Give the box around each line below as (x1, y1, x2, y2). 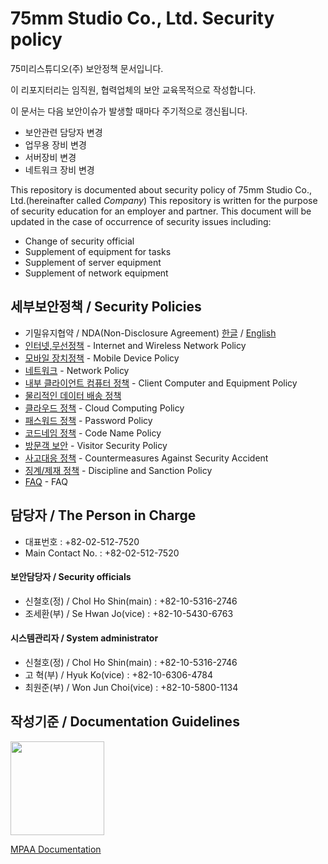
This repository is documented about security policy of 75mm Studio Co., (10, 183, 312, 196)
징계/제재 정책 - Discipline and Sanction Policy (24, 464, 213, 476)
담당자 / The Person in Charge (10, 507, 197, 524)
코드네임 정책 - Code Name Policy (24, 427, 162, 439)
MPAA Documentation (10, 843, 102, 855)
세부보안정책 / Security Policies (10, 298, 202, 316)
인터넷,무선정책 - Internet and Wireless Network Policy (24, 339, 247, 351)
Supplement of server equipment (24, 256, 162, 268)
